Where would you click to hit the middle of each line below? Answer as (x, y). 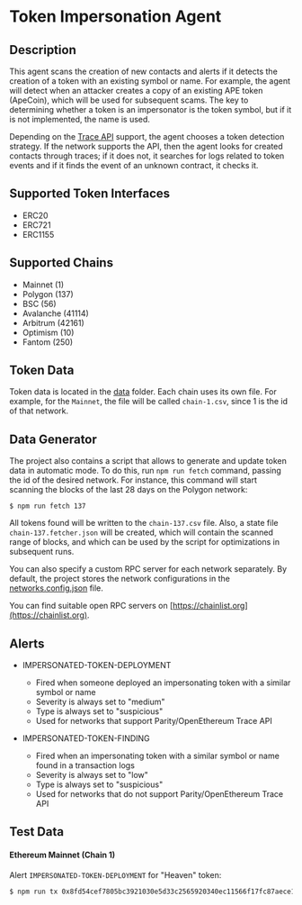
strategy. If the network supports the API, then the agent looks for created (146, 146)
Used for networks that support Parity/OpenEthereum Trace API (154, 721)
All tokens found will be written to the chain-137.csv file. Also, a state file (144, 523)
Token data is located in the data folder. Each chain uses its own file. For (143, 392)
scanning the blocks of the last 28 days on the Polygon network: (129, 490)
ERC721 (36, 225)
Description (43, 50)
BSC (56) (39, 303)
